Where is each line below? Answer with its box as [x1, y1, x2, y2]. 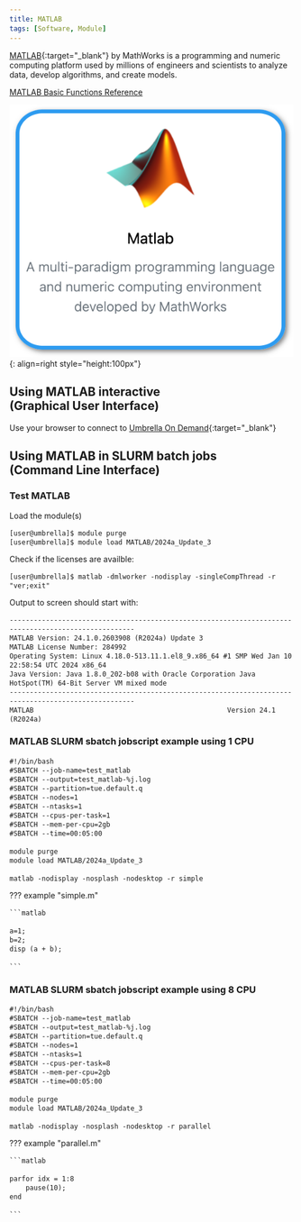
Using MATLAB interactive [9, 384, 160, 400]
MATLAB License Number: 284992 [9, 643, 127, 652]
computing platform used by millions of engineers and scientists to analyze [9, 59, 288, 70]
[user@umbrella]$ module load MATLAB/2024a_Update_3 [9, 537, 212, 547]
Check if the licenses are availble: [9, 553, 135, 564]
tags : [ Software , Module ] [9, 23, 106, 33]
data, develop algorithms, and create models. [9, 68, 178, 80]
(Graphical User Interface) [9, 398, 160, 414]
